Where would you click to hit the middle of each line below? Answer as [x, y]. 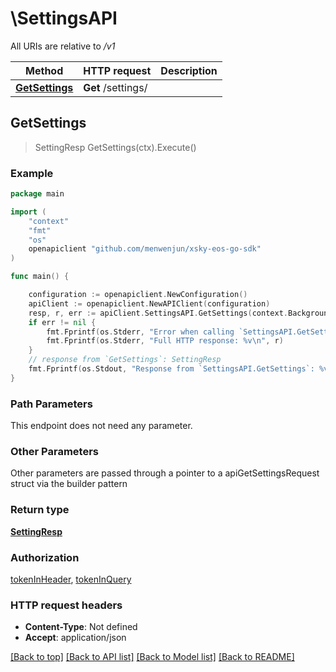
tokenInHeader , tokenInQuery [71, 579]
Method [44, 70]
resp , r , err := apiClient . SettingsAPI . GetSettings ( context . [158, 313]
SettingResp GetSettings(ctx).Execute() [115, 147]
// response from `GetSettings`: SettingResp [125, 360]
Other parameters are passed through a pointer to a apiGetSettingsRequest [165, 473]
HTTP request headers [66, 605]
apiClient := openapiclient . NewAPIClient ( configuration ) [149, 303]
